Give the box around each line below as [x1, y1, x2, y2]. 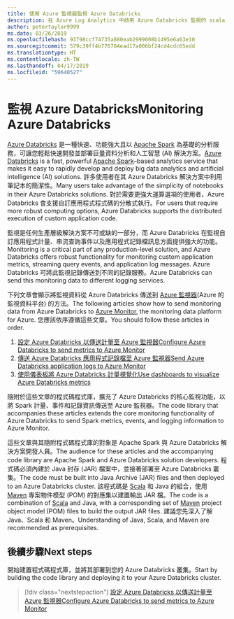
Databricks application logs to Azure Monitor [17, 362, 147, 371]
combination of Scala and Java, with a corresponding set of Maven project [7, 499, 222, 507]
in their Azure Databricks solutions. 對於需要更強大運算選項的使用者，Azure [7, 190, 225, 199]
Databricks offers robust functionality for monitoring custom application [7, 252, 214, 261]
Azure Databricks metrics [17, 378, 91, 387]
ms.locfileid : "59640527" [7, 69, 82, 76]
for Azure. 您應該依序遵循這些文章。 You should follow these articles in [7, 315, 210, 324]
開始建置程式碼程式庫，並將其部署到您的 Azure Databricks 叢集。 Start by [7, 566, 218, 574]
